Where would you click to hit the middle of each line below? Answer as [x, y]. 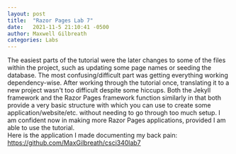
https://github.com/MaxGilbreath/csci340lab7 [74, 143]
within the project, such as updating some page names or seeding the [109, 68]
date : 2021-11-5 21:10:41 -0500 [58, 27]
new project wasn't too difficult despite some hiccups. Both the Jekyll [109, 90]
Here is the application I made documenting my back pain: [92, 136]
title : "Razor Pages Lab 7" [50, 20]
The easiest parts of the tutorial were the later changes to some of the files [117, 60]
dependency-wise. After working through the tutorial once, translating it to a [118, 83]
